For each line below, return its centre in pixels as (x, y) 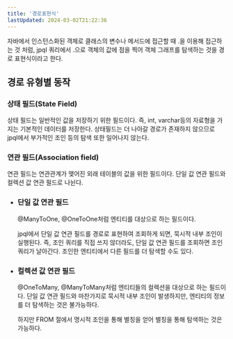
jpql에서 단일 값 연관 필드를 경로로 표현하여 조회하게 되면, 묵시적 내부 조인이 (120, 233)
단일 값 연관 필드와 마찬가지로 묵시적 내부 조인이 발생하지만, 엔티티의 (119, 296)
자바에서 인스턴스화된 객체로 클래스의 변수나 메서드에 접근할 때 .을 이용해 (105, 41)
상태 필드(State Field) (42, 104)
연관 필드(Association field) (53, 157)
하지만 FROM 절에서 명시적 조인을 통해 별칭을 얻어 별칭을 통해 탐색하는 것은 (120, 320)
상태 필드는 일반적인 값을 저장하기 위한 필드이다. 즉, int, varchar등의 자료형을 (111, 120)
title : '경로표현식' (33, 14)
